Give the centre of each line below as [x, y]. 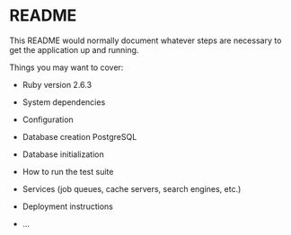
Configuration [48, 119]
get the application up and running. [74, 49]
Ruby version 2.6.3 [57, 84]
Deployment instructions [68, 206]
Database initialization [63, 154]
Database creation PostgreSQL [79, 136]
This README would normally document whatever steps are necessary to [145, 40]
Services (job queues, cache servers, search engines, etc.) [132, 188]
